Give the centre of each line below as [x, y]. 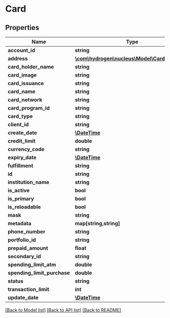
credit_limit [22, 141]
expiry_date [22, 157]
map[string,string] [98, 223]
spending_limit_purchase [39, 273]
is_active [19, 190]
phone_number [27, 232]
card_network [25, 100]
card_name [22, 92]
